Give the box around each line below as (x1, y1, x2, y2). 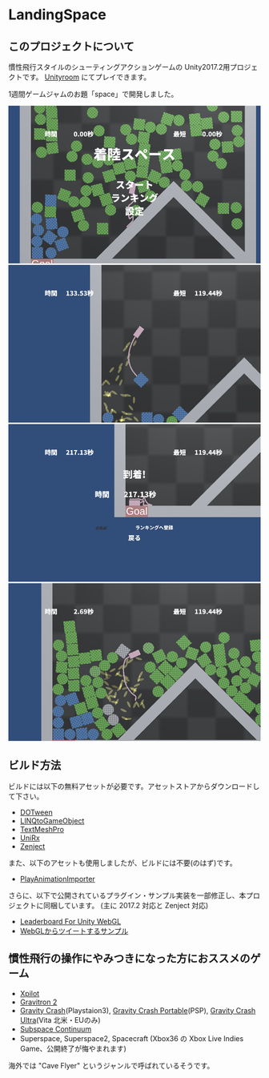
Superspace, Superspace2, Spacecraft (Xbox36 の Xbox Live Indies (19, 1033, 244, 1043)
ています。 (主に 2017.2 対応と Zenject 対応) (63, 900, 209, 910)
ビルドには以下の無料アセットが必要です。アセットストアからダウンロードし (8, 781, 260, 790)
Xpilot (19, 988, 40, 998)
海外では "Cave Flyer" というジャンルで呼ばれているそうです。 (8, 1060, 215, 1070)
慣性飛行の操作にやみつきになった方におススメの (8, 951, 251, 966)
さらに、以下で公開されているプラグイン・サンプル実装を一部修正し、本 (8, 891, 247, 900)
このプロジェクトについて (8, 39, 134, 53)
